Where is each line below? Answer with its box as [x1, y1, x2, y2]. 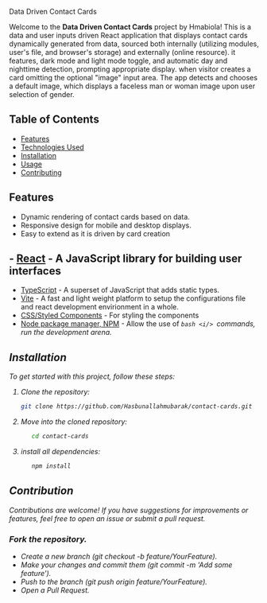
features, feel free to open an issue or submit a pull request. [9, 513, 206, 523]
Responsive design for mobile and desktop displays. [20, 220, 192, 230]
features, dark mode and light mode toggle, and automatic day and [9, 56, 228, 65]
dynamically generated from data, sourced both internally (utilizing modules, [9, 39, 259, 49]
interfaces [9, 264, 62, 278]
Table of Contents [9, 113, 100, 126]
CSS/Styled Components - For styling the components [20, 310, 199, 321]
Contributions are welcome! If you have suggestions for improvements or [9, 505, 249, 515]
